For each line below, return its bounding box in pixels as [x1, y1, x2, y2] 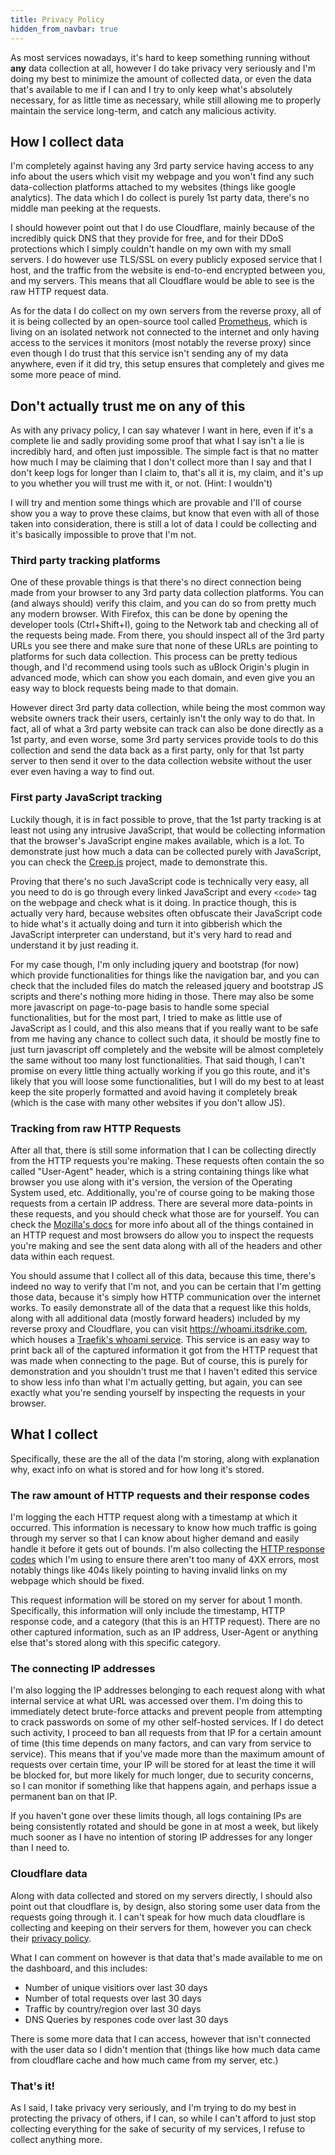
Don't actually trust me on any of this [10, 397, 246, 415]
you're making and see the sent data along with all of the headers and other [10, 1240, 323, 1252]
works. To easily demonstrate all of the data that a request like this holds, [10, 1302, 312, 1314]
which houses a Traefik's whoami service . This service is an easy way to [10, 1334, 310, 1346]
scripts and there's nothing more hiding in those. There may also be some [10, 990, 315, 1002]
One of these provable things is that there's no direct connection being [10, 576, 302, 588]
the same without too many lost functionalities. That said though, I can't [10, 1054, 305, 1066]
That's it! [10, 2079, 55, 2093]
